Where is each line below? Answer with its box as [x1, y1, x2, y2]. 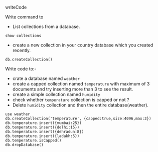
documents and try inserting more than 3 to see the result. [12, 86, 133, 92]
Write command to [5, 14, 44, 19]
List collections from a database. [12, 23, 80, 29]
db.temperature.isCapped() [5, 138, 62, 143]
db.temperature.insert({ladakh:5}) [5, 133, 80, 138]
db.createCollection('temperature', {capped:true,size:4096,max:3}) [5, 116, 151, 121]
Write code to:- [5, 66, 37, 71]
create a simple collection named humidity [12, 91, 100, 97]
